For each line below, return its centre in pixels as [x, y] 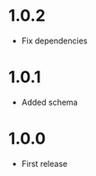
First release [44, 163]
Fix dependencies [54, 41]
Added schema [49, 102]
